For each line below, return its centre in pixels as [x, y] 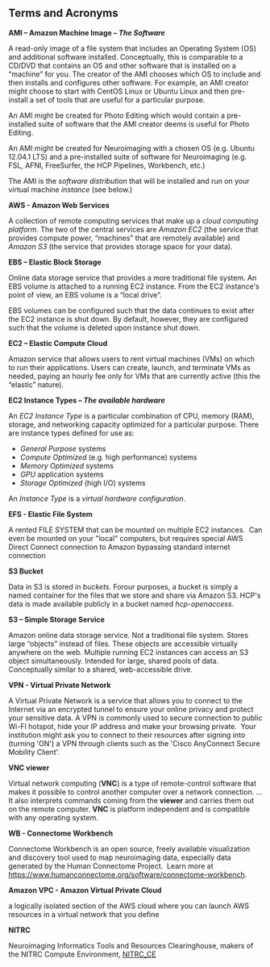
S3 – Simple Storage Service [56, 619]
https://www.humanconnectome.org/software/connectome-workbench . [128, 874]
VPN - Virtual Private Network [60, 685]
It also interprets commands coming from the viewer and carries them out [131, 800]
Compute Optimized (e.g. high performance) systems [108, 457]
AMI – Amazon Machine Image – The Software [87, 32]
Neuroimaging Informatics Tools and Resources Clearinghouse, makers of [131, 945]
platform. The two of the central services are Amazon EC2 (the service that [133, 229]
